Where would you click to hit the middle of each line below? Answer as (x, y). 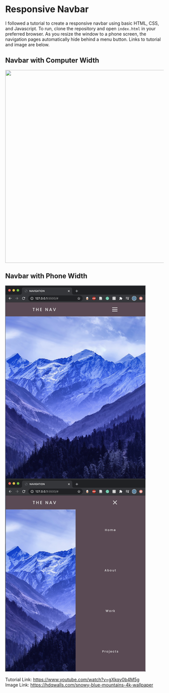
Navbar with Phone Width (46, 276)
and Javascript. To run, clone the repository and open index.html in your (80, 28)
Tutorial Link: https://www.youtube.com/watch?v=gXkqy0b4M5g (72, 679)
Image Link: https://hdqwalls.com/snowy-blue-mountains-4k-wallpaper (79, 685)
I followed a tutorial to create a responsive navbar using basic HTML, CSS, (82, 23)
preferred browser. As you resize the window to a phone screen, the (76, 34)
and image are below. (27, 44)
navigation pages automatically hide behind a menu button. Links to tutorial (83, 39)
